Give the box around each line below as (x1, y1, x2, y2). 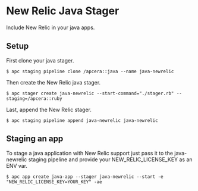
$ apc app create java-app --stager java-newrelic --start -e (6, 174, 164, 180)
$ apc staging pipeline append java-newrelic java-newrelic (6, 117, 159, 123)
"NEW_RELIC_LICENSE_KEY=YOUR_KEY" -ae (6, 179, 102, 185)
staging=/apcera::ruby (6, 95, 62, 102)
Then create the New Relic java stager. (6, 79, 101, 86)
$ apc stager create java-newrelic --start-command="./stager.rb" (6, 90, 174, 96)
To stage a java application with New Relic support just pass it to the (6, 149, 174, 156)
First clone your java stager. (6, 57, 74, 64)
